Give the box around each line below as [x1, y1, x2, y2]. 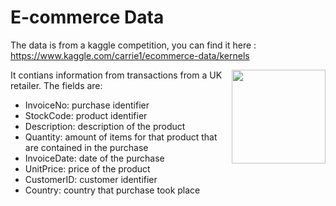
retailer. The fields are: [10, 79, 103, 91]
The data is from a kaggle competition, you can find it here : [10, 39, 257, 51]
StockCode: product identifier [24, 109, 148, 121]
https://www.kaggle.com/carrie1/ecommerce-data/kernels [10, 49, 250, 61]
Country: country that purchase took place [24, 184, 201, 196]
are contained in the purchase [24, 141, 149, 153]
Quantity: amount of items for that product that [24, 131, 218, 143]
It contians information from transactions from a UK [10, 69, 223, 81]
